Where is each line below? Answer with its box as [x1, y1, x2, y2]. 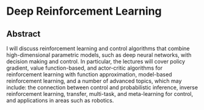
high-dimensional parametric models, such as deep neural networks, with [6, 51, 192, 59]
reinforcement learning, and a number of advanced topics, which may [6, 78, 182, 84]
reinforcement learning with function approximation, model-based [6, 71, 172, 78]
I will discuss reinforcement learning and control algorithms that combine [6, 45, 190, 52]
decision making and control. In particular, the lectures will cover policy [6, 58, 185, 65]
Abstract [6, 29, 41, 39]
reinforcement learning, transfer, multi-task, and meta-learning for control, [6, 90, 194, 97]
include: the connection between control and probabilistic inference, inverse [6, 84, 199, 91]
